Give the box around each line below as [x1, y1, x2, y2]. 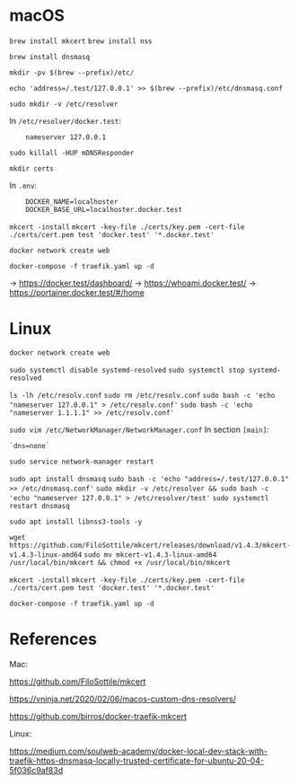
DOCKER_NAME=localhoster [25, 197, 119, 207]
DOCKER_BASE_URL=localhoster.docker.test [25, 205, 182, 214]
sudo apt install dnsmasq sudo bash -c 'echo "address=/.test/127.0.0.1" [9, 474, 289, 483]
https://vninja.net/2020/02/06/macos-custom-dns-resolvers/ [9, 693, 236, 704]
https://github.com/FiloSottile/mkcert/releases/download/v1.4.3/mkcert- [9, 541, 292, 550]
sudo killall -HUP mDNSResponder [9, 148, 135, 157]
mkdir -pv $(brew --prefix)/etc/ [9, 68, 135, 77]
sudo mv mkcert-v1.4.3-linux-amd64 [84, 550, 217, 559]
